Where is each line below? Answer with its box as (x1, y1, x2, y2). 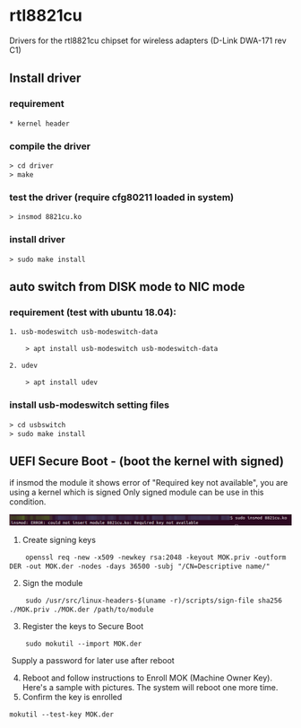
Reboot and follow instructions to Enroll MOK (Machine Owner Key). (21, 672, 273, 683)
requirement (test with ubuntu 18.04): (9, 306, 176, 319)
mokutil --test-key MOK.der (9, 710, 115, 719)
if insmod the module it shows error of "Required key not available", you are (9, 478, 288, 488)
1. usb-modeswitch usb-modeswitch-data (9, 328, 159, 337)
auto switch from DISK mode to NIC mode (9, 279, 245, 294)
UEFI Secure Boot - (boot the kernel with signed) (9, 453, 285, 469)
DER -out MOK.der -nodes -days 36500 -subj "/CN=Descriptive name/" (9, 562, 271, 571)
